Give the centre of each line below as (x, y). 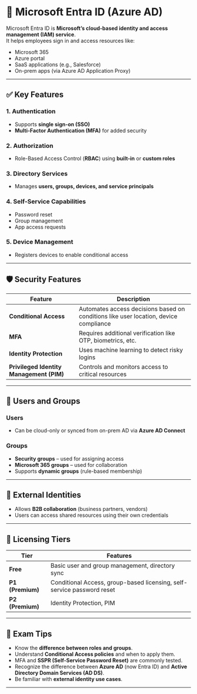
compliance (95, 323)
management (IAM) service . (41, 34)
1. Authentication (31, 111)
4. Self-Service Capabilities (46, 202)
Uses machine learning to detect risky (131, 350)
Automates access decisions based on (132, 309)
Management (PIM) (37, 374)
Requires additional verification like (127, 333)
